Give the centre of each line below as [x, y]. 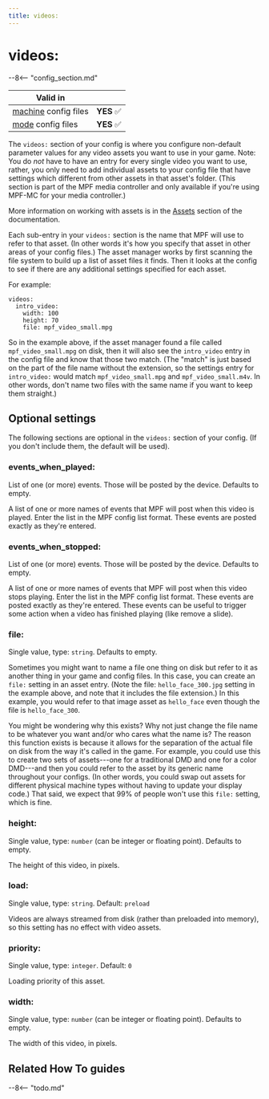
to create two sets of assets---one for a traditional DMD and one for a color [132, 760]
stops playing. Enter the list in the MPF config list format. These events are [131, 596]
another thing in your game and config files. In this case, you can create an [132, 676]
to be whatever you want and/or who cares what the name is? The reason [130, 735]
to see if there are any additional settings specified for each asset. [117, 269]
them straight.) [33, 393]
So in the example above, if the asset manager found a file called [115, 342]
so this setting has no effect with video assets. [85, 927]
